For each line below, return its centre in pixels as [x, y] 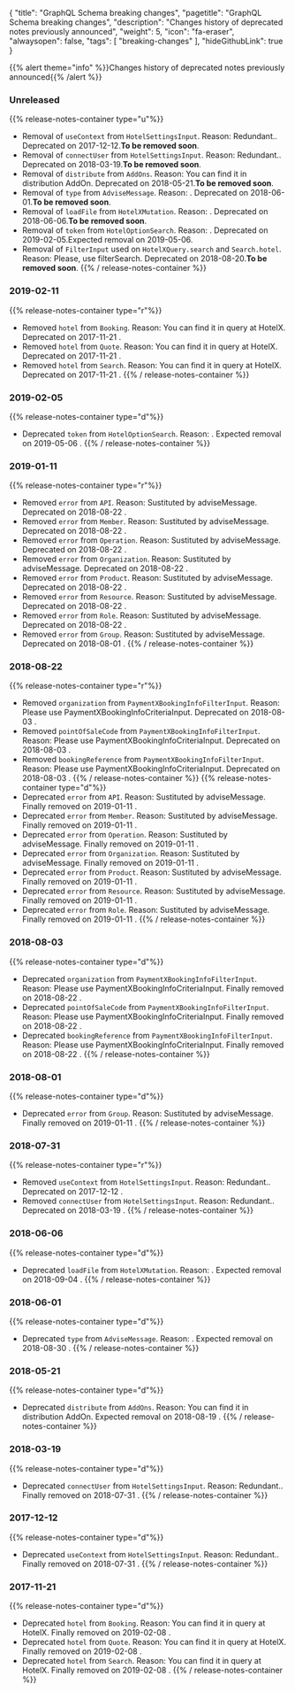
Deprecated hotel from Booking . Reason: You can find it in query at [144, 1623]
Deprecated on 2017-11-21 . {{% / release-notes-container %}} [136, 375]
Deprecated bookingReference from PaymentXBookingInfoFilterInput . [147, 1035]
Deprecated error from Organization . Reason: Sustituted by [131, 854]
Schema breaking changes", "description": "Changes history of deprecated [146, 22]
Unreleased [34, 99]
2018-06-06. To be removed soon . [84, 221]
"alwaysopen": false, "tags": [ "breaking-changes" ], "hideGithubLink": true [146, 41]
